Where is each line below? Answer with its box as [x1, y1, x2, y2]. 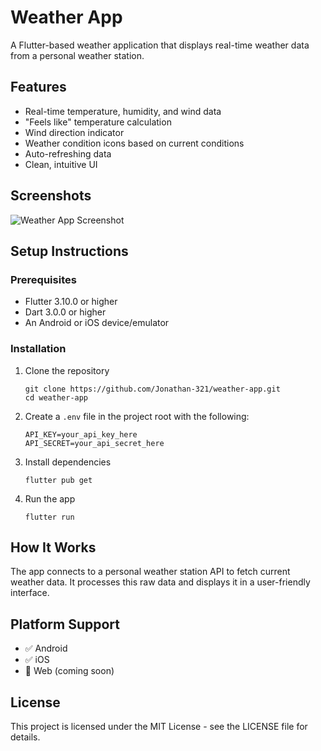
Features [10, 79, 67, 96]
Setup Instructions [10, 242, 129, 260]
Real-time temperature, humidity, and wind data [24, 105, 222, 117]
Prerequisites [10, 272, 77, 286]
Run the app [24, 492, 76, 505]
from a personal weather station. [10, 49, 145, 61]
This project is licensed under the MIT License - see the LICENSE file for [10, 720, 308, 732]
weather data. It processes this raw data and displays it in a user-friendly [10, 576, 311, 588]
